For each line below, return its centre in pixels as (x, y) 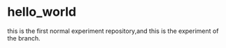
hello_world (42, 12)
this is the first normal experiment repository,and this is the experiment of (113, 31)
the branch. (24, 38)
